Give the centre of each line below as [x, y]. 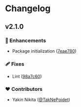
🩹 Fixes [15, 64]
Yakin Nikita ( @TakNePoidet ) [41, 100]
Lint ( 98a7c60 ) [27, 77]
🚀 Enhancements [26, 41]
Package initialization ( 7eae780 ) [44, 51]
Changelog [28, 9]
